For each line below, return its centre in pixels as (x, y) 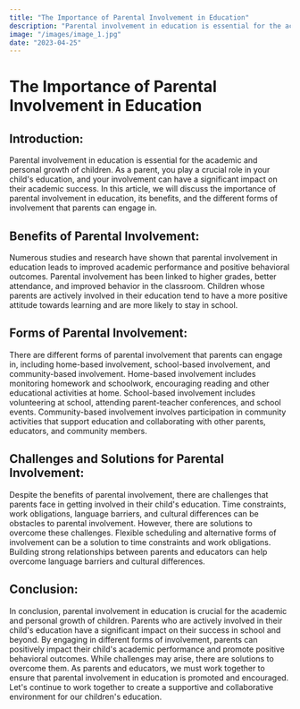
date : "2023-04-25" (46, 43)
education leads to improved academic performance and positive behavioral (150, 267)
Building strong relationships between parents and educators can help (138, 551)
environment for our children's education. (86, 696)
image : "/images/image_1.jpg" (66, 34)
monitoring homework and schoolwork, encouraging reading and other (139, 383)
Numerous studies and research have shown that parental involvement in (144, 258)
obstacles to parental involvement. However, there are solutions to (131, 523)
